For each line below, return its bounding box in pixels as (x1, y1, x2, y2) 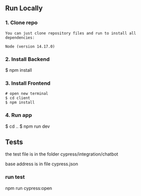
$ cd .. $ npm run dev (5, 123, 50, 129)
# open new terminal (5, 91, 49, 96)
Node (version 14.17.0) (5, 44, 55, 49)
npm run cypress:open (5, 185, 52, 191)
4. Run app (5, 112, 32, 119)
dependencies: (5, 35, 35, 40)
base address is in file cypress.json (5, 161, 78, 167)
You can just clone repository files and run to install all (5, 30, 136, 36)
